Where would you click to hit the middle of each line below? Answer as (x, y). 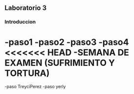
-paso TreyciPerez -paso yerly (35, 87)
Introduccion (20, 22)
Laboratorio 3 (26, 8)
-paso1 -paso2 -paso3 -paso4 (67, 42)
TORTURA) (27, 73)
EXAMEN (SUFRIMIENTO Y (60, 63)
